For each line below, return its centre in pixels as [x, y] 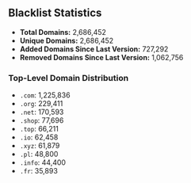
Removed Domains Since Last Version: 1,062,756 [101, 57]
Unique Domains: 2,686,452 [67, 40]
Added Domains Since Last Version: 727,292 [94, 49]
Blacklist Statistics [55, 13]
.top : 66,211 [39, 129]
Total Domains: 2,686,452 [63, 32]
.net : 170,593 [42, 112]
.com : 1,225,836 [45, 95]
